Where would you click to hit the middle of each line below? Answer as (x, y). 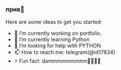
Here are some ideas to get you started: (54, 22)
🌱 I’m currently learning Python (52, 40)
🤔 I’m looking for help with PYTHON (58, 45)
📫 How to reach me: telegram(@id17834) (65, 52)
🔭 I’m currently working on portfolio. (58, 33)
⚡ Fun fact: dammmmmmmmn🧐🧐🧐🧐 (58, 61)
